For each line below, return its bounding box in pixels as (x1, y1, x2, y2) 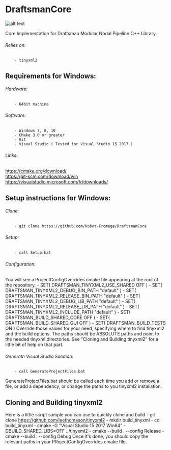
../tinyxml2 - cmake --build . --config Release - (66, 428, 164, 434)
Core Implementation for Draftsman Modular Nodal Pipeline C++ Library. (5, 30, 157, 36)
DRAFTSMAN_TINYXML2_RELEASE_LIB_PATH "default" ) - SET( (5, 304, 139, 310)
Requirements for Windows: (5, 71, 96, 80)
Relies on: (5, 42, 26, 48)
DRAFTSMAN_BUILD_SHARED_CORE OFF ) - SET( (5, 314, 110, 321)
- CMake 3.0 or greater (14, 133, 65, 138)
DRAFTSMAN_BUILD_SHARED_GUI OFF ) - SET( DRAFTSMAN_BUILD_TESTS (5, 320, 166, 326)
